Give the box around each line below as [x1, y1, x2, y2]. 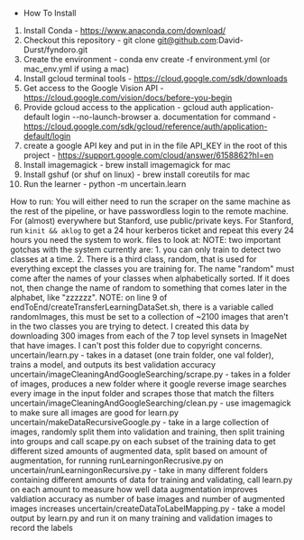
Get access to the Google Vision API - [23, 83, 164, 93]
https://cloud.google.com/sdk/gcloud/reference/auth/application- [23, 121, 268, 132]
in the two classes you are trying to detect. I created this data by [10, 321, 250, 331]
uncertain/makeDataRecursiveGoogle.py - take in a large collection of [10, 417, 270, 427]
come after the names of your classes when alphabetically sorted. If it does [10, 273, 290, 284]
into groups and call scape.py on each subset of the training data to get [10, 436, 276, 446]
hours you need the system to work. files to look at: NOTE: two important [10, 235, 281, 245]
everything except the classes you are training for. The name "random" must [10, 264, 295, 274]
